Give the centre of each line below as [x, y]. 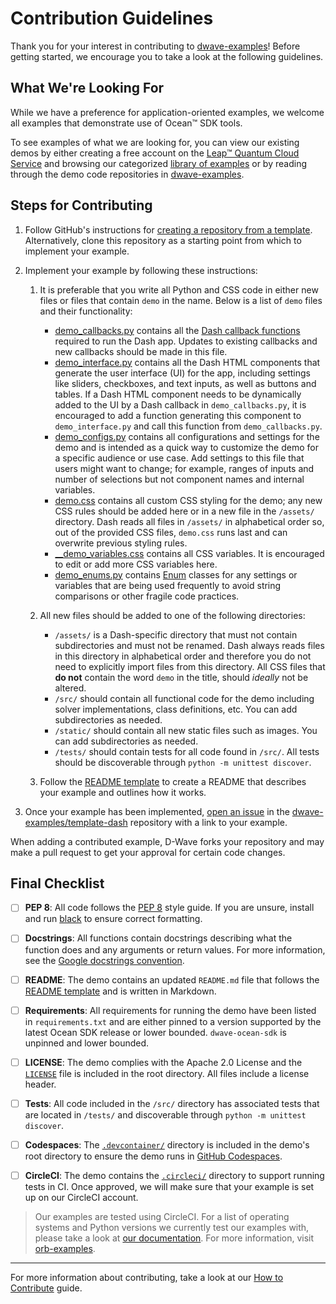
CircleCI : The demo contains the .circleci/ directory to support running [174, 1175]
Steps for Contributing [81, 205]
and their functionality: [86, 311]
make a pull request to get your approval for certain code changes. [148, 852]
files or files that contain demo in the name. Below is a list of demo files [181, 300]
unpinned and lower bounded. [87, 1043]
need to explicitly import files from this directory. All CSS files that [190, 666]
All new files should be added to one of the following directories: [172, 615]
